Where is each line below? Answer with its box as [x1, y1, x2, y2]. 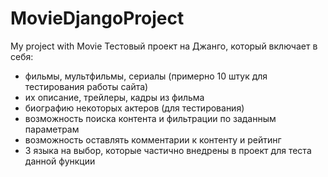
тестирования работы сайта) [24, 80, 149, 92]
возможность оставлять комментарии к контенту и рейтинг [24, 133, 282, 146]
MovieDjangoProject [10, 7, 185, 30]
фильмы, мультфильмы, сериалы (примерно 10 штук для [24, 70, 268, 82]
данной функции [24, 155, 96, 167]
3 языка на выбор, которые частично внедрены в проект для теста [24, 144, 312, 156]
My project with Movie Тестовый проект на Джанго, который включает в [10, 40, 318, 52]
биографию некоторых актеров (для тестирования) [24, 102, 245, 114]
